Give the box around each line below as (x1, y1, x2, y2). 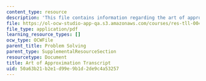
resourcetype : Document (6, 54, 67, 60)
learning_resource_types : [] (6, 32, 81, 38)
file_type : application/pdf (6, 26, 78, 32)
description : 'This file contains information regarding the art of (6, 15, 185, 21)
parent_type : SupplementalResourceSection (6, 49, 116, 55)
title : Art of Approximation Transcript (6, 60, 112, 66)
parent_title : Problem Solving (6, 43, 86, 49)
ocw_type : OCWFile (6, 37, 53, 43)
